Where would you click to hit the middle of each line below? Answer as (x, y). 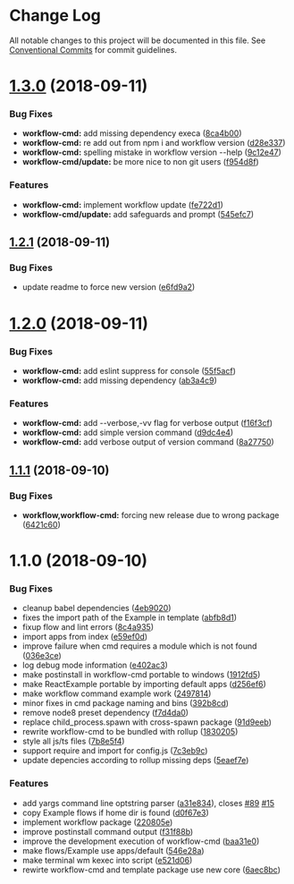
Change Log (55, 16)
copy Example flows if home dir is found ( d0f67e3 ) (116, 812)
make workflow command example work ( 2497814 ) (117, 693)
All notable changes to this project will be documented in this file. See (138, 40)
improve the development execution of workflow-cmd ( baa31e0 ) (141, 841)
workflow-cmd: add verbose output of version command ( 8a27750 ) (148, 442)
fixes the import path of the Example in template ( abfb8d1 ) (130, 617)
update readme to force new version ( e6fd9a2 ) (109, 287)
